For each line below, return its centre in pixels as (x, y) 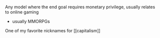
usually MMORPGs (31, 21)
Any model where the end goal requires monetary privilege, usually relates (80, 7)
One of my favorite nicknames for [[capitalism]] (53, 31)
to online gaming (22, 12)
